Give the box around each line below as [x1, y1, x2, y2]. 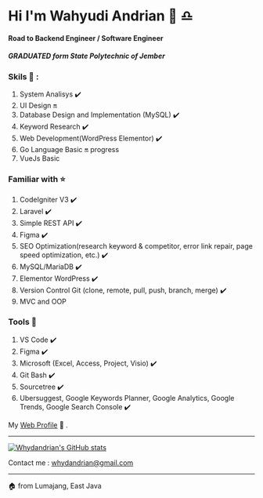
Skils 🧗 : [8, 71, 39, 82]
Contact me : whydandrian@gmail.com [8, 458, 134, 467]
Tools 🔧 [8, 317, 37, 328]
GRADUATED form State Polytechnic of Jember [8, 51, 166, 61]
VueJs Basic [19, 154, 60, 163]
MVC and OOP [19, 297, 67, 307]
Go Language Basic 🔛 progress [19, 145, 120, 154]
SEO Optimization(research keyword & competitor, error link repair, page [19, 242, 253, 251]
